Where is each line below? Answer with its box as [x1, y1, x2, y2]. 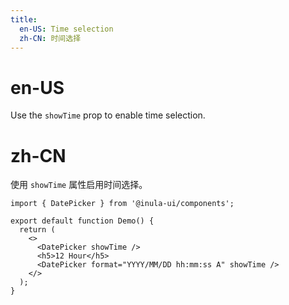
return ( [19, 225, 56, 235]
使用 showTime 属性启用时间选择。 [10, 179, 148, 191]
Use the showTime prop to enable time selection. [10, 109, 206, 121]
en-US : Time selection [19, 24, 114, 34]
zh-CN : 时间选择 [19, 33, 82, 43]
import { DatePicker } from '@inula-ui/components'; [10, 199, 235, 209]
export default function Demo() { [10, 216, 155, 226]
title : [10, 14, 38, 25]
